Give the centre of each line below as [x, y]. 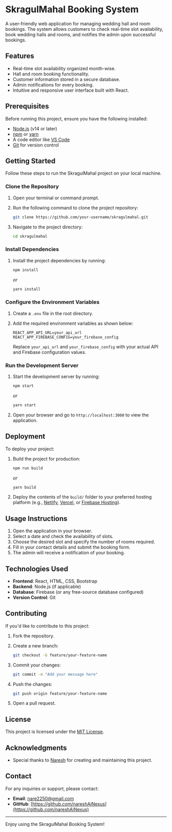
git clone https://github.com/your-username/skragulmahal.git [80, 217]
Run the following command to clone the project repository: [75, 207]
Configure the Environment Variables [52, 302]
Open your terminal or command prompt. [56, 198]
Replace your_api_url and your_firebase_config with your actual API [85, 346]
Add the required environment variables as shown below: [73, 323]
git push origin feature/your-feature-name [60, 693]
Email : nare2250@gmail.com [43, 798]
